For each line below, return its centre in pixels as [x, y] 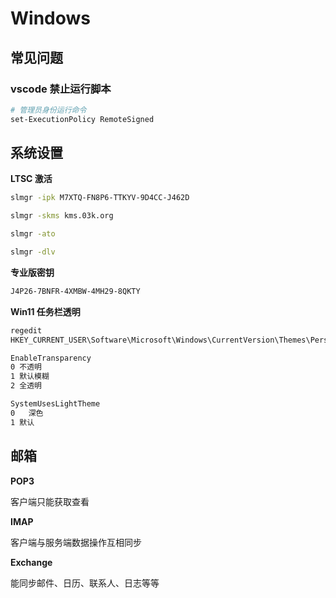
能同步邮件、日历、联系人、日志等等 [85, 583]
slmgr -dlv [33, 252]
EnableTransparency [51, 358]
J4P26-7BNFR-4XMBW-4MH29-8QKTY [75, 291]
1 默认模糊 [30, 377]
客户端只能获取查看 [50, 501]
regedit [26, 330]
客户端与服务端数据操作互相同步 [76, 542]
